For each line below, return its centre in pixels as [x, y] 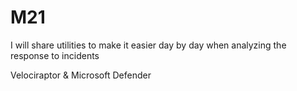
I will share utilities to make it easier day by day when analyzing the [148, 45]
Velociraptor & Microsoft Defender [81, 75]
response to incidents [55, 55]
